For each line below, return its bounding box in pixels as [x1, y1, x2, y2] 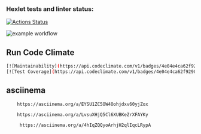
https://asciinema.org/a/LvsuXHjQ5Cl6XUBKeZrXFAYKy [17, 111, 148, 118]
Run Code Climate [6, 47, 75, 57]
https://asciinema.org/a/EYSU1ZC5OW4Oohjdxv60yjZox [17, 101, 148, 107]
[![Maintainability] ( [6, 63, 60, 69]
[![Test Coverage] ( [6, 68, 55, 75]
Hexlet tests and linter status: [6, 5, 94, 13]
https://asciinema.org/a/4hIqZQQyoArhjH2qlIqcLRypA [19, 122, 151, 128]
